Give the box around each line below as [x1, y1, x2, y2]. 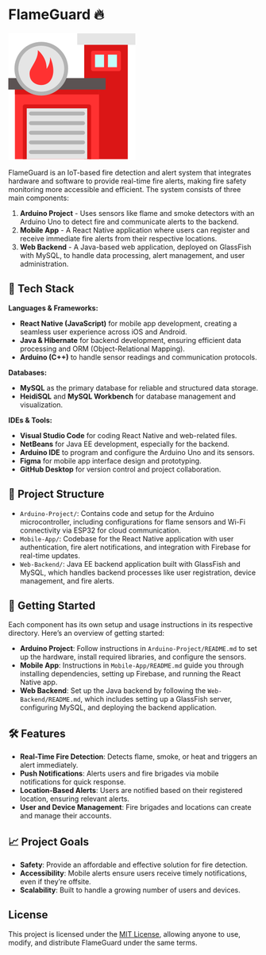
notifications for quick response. [19, 777, 126, 787]
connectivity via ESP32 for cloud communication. [19, 526, 181, 535]
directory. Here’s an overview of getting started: [8, 629, 165, 638]
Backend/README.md [19, 696, 81, 704]
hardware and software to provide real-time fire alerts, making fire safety [8, 176, 247, 186]
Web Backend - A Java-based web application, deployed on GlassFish [19, 242, 252, 252]
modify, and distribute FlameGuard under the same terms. [8, 938, 198, 947]
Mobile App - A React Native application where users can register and [19, 225, 250, 235]
